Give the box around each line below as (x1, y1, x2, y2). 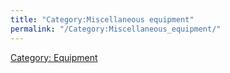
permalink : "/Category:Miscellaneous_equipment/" (10, 24, 222, 34)
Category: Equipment (10, 51, 98, 63)
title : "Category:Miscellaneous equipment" (10, 14, 195, 25)
